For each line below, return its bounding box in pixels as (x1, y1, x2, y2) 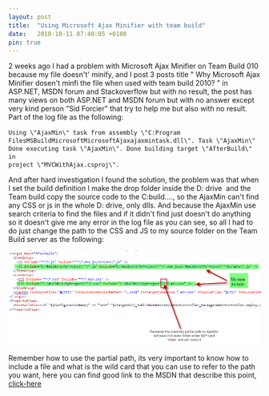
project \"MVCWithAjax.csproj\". (8, 161, 120, 169)
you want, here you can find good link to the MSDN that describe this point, (8, 370, 257, 380)
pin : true (8, 38, 42, 46)
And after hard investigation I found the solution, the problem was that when (8, 175, 259, 184)
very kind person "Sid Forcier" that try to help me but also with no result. (8, 104, 247, 114)
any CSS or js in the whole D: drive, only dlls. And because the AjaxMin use (8, 200, 256, 210)
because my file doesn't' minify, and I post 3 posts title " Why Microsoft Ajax (8, 70, 260, 79)
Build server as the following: (8, 235, 104, 244)
